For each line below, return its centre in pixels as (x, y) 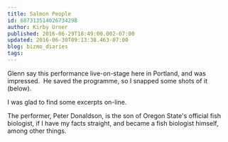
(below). (20, 88)
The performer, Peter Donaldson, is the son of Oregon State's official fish (114, 116)
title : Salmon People (39, 14)
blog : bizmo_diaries (38, 47)
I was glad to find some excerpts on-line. (67, 102)
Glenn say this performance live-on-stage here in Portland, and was (107, 73)
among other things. (37, 131)
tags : (15, 54)
